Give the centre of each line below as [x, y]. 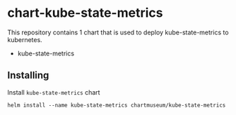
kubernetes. [25, 39]
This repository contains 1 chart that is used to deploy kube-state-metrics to [118, 32]
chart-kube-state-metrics [85, 13]
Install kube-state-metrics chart [54, 92]
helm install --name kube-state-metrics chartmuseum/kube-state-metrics [117, 105]
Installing [28, 75]
